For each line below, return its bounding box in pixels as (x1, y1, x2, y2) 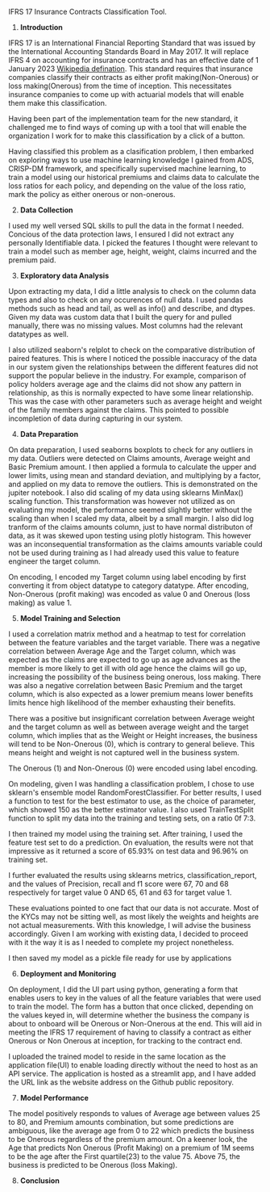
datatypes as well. (8, 329, 69, 338)
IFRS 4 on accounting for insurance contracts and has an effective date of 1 (8, 56, 260, 65)
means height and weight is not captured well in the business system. (8, 748, 240, 758)
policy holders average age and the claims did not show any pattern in (8, 380, 242, 388)
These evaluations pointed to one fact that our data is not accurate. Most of (8, 904, 260, 913)
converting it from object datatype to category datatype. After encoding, (8, 581, 249, 590)
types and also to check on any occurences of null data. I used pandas (8, 295, 243, 304)
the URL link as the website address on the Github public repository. (8, 1077, 234, 1087)
